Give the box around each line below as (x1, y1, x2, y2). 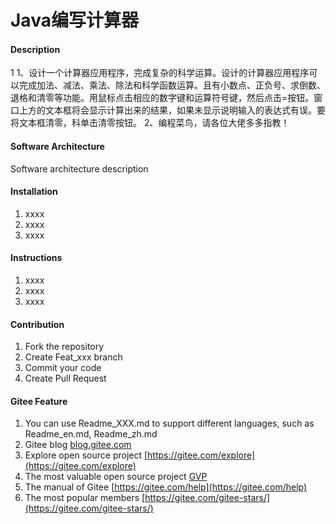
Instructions (10, 252, 63, 264)
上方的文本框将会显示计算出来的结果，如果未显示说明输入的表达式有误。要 (18, 104, 326, 116)
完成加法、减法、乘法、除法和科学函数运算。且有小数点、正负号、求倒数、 (18, 79, 326, 91)
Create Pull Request (24, 372, 107, 385)
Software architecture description (10, 162, 149, 175)
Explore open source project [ (24, 449, 148, 461)
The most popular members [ (24, 492, 146, 504)
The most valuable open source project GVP (24, 471, 208, 483)
